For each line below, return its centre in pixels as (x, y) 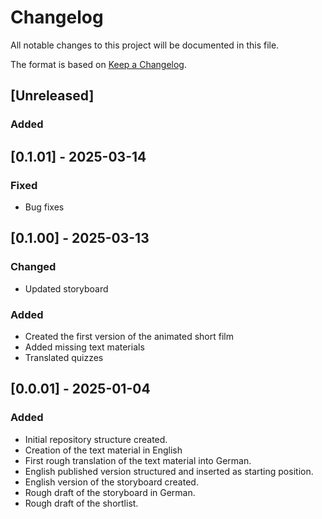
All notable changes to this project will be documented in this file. (145, 45)
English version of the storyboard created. (111, 482)
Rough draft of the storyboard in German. (110, 492)
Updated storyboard (66, 288)
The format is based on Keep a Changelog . (98, 64)
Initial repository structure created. (96, 439)
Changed (33, 267)
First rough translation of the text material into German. (138, 460)
